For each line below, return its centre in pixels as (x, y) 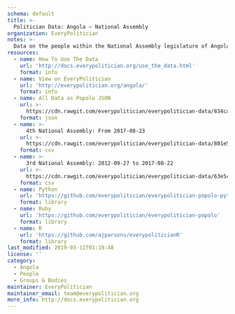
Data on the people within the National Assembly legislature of (111, 46)
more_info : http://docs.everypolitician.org (73, 300)
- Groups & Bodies (41, 280)
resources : (23, 53)
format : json (39, 117)
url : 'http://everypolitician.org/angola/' (84, 85)
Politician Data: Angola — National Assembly (81, 27)
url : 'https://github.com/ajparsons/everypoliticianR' (101, 235)
